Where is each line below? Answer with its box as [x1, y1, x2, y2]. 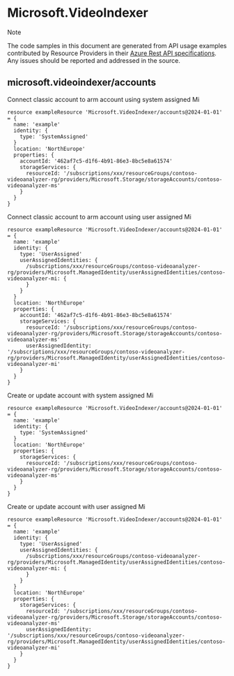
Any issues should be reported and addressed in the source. [7, 56, 181, 64]
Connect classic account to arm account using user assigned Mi [7, 212, 192, 221]
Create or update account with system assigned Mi [7, 391, 154, 399]
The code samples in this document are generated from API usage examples [7, 41, 227, 50]
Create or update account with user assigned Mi [7, 502, 146, 510]
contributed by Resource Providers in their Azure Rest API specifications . [7, 49, 217, 57]
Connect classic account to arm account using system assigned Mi [7, 95, 200, 103]
